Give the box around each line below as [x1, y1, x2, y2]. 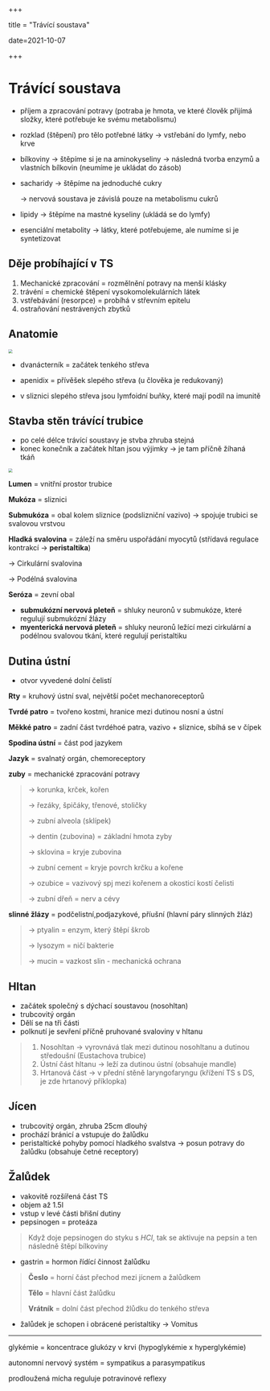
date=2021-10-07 [8, 35, 66, 45]
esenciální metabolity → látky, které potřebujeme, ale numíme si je [19, 224, 239, 234]
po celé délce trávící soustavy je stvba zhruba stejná [19, 435, 194, 445]
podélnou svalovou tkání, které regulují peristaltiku [19, 631, 187, 640]
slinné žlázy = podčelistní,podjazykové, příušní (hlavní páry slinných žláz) [8, 910, 253, 920]
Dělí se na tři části [19, 1019, 80, 1027]
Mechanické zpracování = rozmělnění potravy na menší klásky [19, 278, 227, 288]
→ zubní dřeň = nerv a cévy [27, 894, 121, 903]
